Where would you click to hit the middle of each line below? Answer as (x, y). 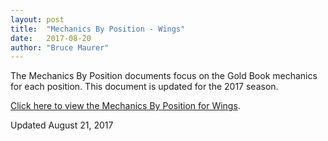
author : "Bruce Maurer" (60, 47)
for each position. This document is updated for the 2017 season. (144, 87)
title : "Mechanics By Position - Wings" (98, 29)
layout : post (37, 19)
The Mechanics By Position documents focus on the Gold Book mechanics (164, 76)
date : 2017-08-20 (51, 38)
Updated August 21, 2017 (62, 125)
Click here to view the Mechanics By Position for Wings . (125, 106)
